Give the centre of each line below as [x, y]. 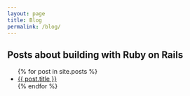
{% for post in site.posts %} [57, 72]
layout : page [26, 14]
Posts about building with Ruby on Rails [95, 55]
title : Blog [25, 20]
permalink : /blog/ [34, 26]
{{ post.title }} [37, 79]
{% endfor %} [38, 86]
